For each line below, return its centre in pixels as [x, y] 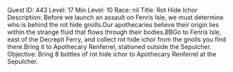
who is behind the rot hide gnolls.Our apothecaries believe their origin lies [113, 25]
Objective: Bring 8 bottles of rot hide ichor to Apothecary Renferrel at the [112, 54]
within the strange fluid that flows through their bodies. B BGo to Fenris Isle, [114, 32]
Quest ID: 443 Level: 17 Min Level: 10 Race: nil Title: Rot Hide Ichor [103, 10]
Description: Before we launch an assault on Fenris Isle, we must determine [115, 17]
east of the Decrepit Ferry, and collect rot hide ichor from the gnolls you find [117, 39]
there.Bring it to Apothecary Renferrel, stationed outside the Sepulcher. [109, 47]
